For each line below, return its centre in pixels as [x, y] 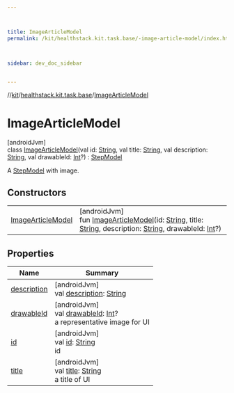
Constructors [37, 192]
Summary [102, 273]
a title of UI [72, 379]
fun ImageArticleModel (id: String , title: [141, 220]
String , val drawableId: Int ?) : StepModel [65, 157]
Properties [31, 254]
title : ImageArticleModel [45, 32]
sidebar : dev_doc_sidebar [45, 63]
